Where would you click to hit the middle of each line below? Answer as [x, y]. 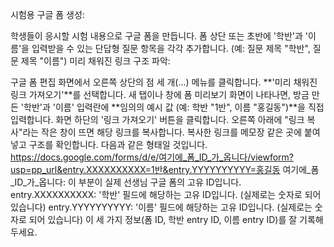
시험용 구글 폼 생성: [47, 14]
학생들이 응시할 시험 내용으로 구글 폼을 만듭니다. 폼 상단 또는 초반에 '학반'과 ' [159, 36]
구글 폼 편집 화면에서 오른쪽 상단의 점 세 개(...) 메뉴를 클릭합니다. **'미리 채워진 [164, 82]
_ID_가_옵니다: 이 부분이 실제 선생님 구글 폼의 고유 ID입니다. [126, 182]
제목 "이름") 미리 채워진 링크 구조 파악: [95, 61]
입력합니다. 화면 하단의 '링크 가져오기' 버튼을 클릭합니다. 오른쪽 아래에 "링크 [157, 119]
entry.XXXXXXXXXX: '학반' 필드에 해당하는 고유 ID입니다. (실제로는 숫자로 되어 [166, 194]
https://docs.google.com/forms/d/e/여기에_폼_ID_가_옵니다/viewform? [152, 157]
